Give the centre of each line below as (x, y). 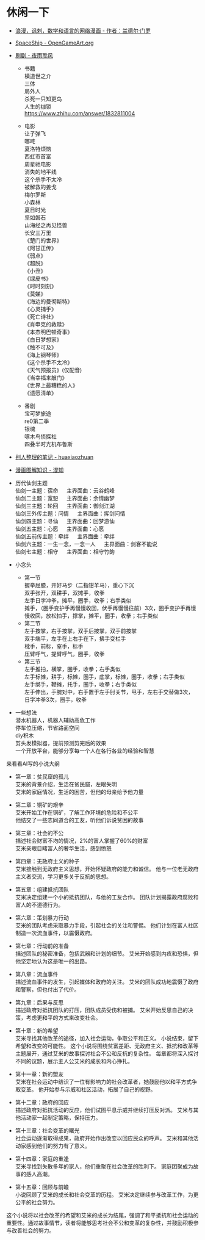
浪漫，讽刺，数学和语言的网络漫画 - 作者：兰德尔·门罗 (83, 31)
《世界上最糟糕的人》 (51, 385)
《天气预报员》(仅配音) (53, 370)
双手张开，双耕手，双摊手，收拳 (64, 593)
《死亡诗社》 (40, 316)
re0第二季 (37, 421)
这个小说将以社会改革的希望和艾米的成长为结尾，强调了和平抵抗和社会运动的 (103, 1215)
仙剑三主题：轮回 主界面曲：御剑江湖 (65, 506)
